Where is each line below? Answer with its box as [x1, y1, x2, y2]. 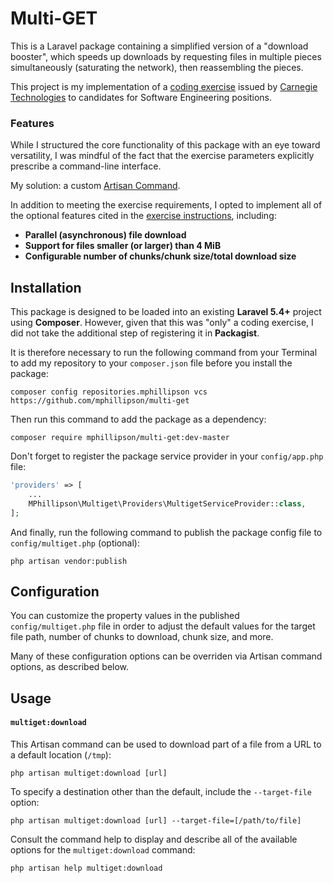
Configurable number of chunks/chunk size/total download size [24, 250, 297, 262]
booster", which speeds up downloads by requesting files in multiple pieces [10, 50, 322, 62]
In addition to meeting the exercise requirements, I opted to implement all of [10, 199, 323, 211]
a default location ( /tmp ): [10, 748, 112, 761]
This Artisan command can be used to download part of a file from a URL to [10, 738, 322, 750]
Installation [10, 279, 82, 296]
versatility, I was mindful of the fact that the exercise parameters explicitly [10, 150, 315, 162]
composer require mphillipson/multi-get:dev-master [10, 433, 230, 443]
